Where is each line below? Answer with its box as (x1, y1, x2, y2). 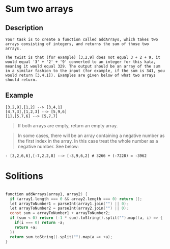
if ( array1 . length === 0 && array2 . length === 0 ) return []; (10, 196, 143, 201)
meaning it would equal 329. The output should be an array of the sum (5, 64, 160, 69)
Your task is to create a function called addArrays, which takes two (5, 37, 158, 42)
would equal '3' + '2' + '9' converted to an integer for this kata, (5, 59, 156, 64)
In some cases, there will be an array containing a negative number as (17, 132, 165, 139)
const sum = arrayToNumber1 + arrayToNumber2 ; (10, 211, 110, 216)
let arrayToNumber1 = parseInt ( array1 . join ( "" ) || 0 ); (10, 201, 129, 206)
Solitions (5, 170, 43, 182)
